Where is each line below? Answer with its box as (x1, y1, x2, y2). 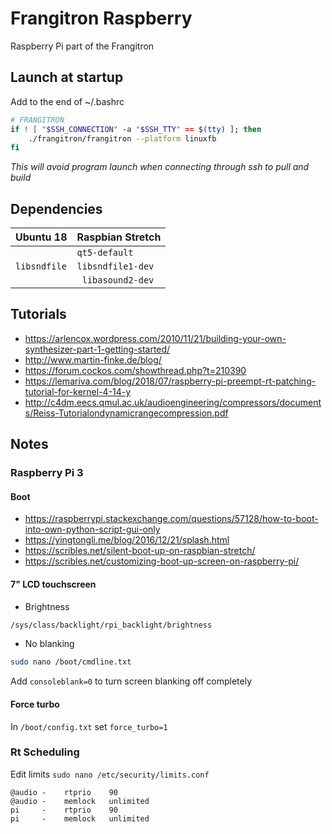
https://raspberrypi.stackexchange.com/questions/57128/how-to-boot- (24, 513, 319, 525)
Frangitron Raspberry (10, 7, 193, 30)
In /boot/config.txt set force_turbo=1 (10, 720, 168, 732)
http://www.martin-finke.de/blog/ (24, 353, 162, 366)
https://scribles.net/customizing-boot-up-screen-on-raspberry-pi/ (24, 555, 300, 567)
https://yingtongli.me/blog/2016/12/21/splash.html (24, 534, 230, 546)
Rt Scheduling (10, 745, 80, 759)
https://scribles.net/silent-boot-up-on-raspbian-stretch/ (24, 545, 256, 557)
